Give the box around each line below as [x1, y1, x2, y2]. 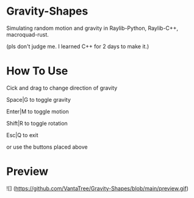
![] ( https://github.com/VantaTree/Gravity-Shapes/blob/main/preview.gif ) [6, 185, 189, 192]
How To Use [6, 64, 68, 78]
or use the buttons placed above [6, 143, 88, 150]
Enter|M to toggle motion [6, 108, 69, 115]
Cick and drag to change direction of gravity [6, 84, 118, 91]
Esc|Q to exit [6, 131, 38, 138]
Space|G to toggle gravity [6, 96, 71, 103]
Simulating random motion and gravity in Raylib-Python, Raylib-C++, [6, 24, 179, 32]
